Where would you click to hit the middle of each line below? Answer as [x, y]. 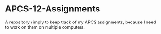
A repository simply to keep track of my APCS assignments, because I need [80, 22]
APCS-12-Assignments [53, 9]
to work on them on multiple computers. [45, 27]
